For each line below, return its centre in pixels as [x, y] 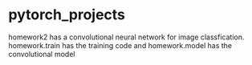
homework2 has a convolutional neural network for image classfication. [126, 37]
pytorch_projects [67, 15]
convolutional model [42, 54]
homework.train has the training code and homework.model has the [120, 45]
